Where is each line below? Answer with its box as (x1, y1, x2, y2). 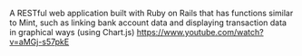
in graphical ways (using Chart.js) (9, 27, 135, 37)
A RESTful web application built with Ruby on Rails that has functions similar (9, 8, 294, 18)
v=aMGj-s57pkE (9, 36, 70, 47)
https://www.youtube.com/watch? (136, 27, 265, 37)
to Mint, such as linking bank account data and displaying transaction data (9, 17, 287, 28)
